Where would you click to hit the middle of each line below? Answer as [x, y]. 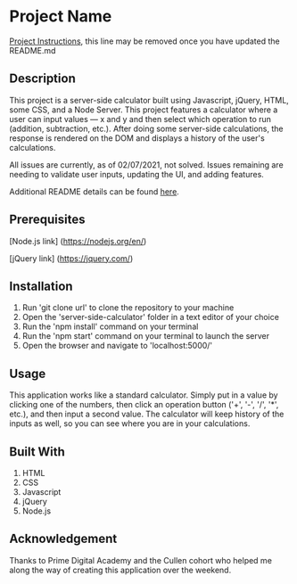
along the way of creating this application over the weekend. [120, 570]
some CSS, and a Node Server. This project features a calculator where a [144, 110]
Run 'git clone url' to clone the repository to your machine [128, 308]
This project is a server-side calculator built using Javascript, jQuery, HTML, [149, 100]
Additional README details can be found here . [95, 191]
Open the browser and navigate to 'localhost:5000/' [117, 346]
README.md [33, 50]
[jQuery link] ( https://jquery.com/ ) [71, 258]
